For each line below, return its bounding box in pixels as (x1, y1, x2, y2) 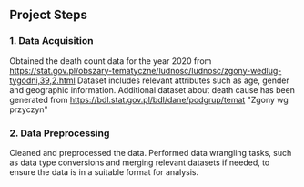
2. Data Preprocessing (9, 127, 110, 140)
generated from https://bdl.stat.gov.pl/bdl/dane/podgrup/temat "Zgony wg (9, 94, 289, 105)
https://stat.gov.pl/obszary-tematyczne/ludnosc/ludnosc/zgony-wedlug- (9, 65, 282, 76)
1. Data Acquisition (9, 35, 94, 47)
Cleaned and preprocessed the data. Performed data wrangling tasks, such (9, 147, 292, 158)
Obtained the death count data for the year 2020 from (9, 55, 212, 67)
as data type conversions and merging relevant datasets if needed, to (9, 157, 270, 168)
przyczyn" (9, 104, 48, 115)
